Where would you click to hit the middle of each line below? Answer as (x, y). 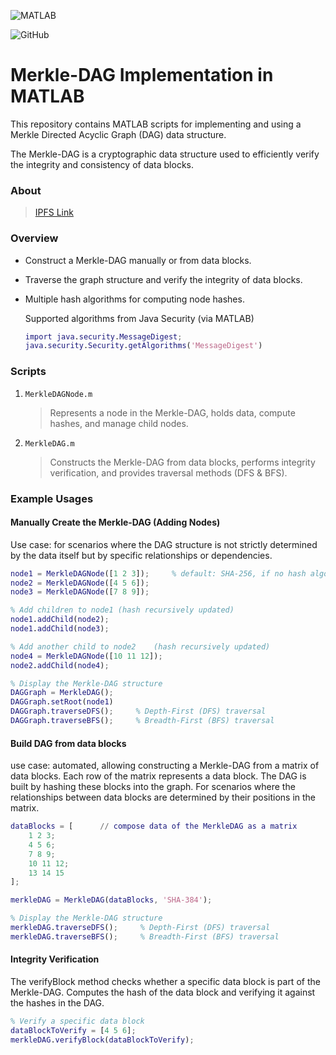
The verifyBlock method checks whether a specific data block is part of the (165, 981)
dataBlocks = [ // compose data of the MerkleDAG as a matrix (154, 826)
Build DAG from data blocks (68, 743)
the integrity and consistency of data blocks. (102, 164)
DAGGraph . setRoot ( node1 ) (62, 702)
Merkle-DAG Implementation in (142, 75)
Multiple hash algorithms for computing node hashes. (134, 299)
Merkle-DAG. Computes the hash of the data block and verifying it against (163, 992)
